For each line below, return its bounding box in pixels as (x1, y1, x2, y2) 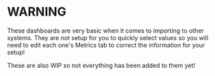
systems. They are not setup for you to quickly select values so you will (7, 33, 209, 41)
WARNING (7, 4, 66, 20)
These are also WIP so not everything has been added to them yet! (7, 61, 196, 69)
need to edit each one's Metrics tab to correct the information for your (7, 41, 205, 49)
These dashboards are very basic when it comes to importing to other (7, 26, 204, 35)
